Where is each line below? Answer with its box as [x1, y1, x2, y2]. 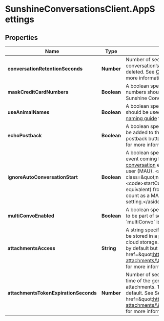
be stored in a [125, 233, 157, 239]
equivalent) [125, 186, 152, 193]
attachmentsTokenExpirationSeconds [7, 290, 97, 296]
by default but [125, 245, 158, 251]
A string [125, 226, 144, 233]
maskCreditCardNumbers [7, 89, 69, 95]
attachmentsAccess [7, 245, 56, 251]
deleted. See [125, 69, 155, 75]
